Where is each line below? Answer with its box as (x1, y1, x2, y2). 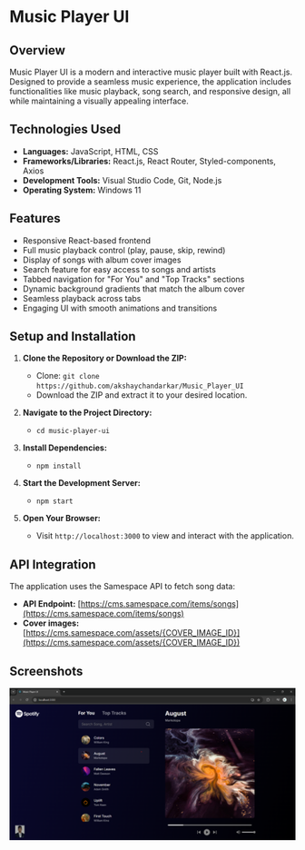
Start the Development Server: (22, 478, 141, 489)
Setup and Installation (9, 329, 136, 344)
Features (9, 211, 61, 226)
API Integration (9, 557, 97, 572)
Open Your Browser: (22, 513, 102, 524)
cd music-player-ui (35, 427, 111, 436)
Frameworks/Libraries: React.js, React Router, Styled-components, (22, 155, 277, 166)
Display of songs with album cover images (22, 254, 182, 265)
